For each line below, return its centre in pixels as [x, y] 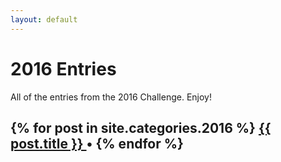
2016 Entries [63, 68]
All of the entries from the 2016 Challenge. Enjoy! [111, 97]
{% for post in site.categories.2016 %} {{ [141, 127]
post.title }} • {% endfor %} [97, 143]
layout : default [44, 19]
